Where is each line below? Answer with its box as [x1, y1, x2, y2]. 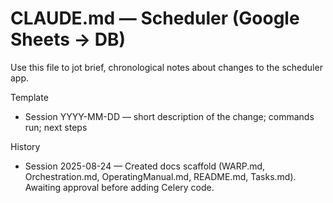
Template [10, 91, 49, 103]
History [10, 140, 41, 152]
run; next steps [24, 121, 88, 133]
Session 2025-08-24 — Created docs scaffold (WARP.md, [24, 160, 266, 172]
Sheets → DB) [10, 28, 127, 51]
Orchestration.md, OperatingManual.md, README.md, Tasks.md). [24, 170, 297, 182]
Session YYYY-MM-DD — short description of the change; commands [24, 110, 315, 122]
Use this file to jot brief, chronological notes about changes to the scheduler [10, 61, 323, 73]
